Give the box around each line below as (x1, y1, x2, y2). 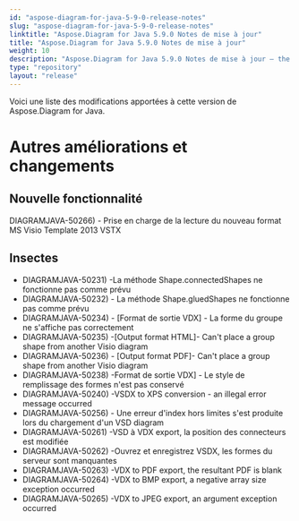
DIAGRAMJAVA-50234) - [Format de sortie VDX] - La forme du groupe (21, 312, 284, 323)
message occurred (21, 397, 92, 408)
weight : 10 (9, 47, 50, 56)
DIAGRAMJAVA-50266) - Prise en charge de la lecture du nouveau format (9, 215, 282, 226)
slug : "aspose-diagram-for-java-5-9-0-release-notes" (9, 21, 215, 30)
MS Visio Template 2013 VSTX (9, 225, 122, 235)
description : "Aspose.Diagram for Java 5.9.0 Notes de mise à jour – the (9, 55, 291, 64)
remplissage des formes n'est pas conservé (21, 379, 185, 389)
